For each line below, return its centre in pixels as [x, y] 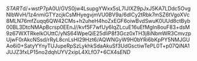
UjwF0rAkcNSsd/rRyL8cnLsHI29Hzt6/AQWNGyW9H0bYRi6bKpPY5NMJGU [98, 40]
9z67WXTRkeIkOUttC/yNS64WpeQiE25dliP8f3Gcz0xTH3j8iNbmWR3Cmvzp [99, 33]
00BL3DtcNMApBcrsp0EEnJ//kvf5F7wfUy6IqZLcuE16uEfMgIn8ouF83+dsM [98, 27]
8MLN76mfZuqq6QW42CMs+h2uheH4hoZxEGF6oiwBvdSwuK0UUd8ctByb [98, 21]
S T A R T [14, 9]
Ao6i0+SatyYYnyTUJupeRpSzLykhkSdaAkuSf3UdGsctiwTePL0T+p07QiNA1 [98, 46]
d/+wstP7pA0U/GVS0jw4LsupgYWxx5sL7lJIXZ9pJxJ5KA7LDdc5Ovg [107, 9]
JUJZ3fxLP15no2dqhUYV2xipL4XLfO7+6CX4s [63, 52]
